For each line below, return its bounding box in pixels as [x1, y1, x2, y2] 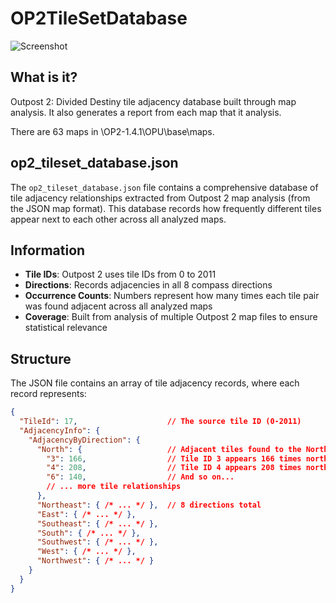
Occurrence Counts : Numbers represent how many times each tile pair [24, 290, 320, 302]
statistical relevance [24, 322, 108, 334]
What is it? [10, 69, 78, 86]
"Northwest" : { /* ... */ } [36, 556, 155, 566]
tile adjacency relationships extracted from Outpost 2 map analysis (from [10, 192, 311, 204]
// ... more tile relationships [46, 482, 182, 492]
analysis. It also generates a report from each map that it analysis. [10, 106, 282, 118]
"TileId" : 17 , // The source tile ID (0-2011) [19, 417, 302, 427]
